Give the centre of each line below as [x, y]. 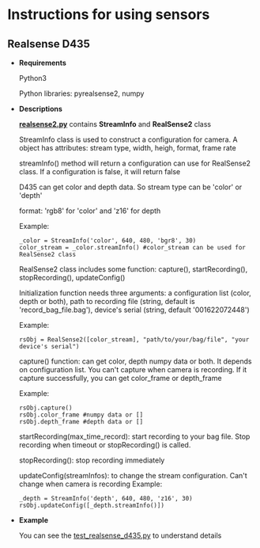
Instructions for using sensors [109, 15]
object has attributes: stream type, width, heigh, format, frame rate [127, 148]
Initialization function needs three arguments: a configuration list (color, [135, 293]
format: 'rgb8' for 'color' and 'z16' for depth [90, 211]
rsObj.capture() [45, 408]
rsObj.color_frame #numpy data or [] [81, 415]
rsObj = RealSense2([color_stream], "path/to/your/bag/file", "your [134, 340]
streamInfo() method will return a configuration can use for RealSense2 [134, 163]
